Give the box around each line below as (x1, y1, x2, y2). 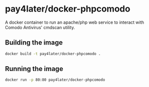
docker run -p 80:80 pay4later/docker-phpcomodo (5, 77, 105, 83)
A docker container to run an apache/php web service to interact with (5, 19, 145, 25)
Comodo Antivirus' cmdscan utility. (5, 24, 75, 30)
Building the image (5, 39, 63, 47)
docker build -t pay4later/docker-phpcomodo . (5, 51, 101, 56)
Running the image (5, 65, 64, 73)
